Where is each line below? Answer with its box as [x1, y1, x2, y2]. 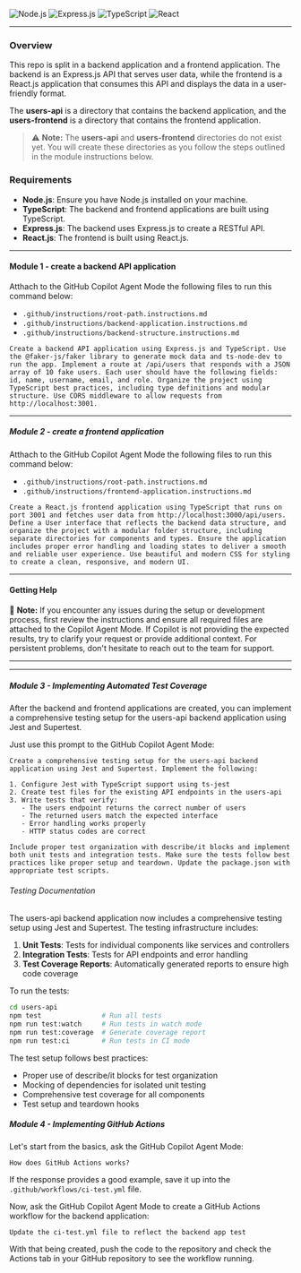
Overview [9, 39, 53, 51]
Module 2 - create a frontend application [9, 426, 164, 437]
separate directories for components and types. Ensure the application [9, 534, 287, 543]
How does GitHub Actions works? [9, 1158, 130, 1168]
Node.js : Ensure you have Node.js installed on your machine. [21, 194, 248, 205]
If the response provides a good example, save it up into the [9, 1174, 231, 1185]
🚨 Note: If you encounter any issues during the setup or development [9, 605, 266, 615]
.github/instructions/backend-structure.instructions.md [21, 328, 240, 338]
